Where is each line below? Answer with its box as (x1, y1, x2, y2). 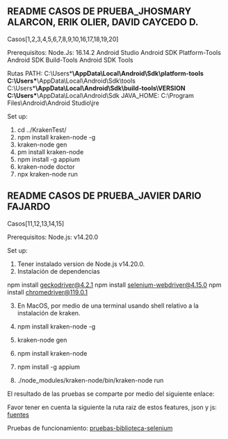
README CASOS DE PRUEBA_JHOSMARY (7, 6, 192, 17)
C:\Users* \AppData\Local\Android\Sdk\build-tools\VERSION (7, 83, 186, 92)
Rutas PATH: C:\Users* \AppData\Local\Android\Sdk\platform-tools (7, 69, 204, 77)
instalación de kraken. (17, 308, 81, 317)
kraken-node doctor (17, 163, 75, 171)
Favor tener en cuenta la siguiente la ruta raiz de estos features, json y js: (7, 403, 217, 411)
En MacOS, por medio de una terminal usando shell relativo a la (17, 301, 199, 310)
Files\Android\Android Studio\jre (7, 99, 99, 107)
